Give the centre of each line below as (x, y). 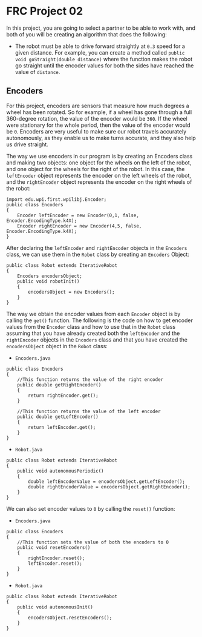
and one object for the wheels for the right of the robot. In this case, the (96, 169)
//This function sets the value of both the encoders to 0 (93, 542)
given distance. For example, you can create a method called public (100, 52)
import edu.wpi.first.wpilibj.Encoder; (57, 199)
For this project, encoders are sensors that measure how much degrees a (98, 106)
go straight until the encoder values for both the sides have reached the (104, 66)
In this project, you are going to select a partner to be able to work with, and (101, 28)
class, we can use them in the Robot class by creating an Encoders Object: (98, 254)
